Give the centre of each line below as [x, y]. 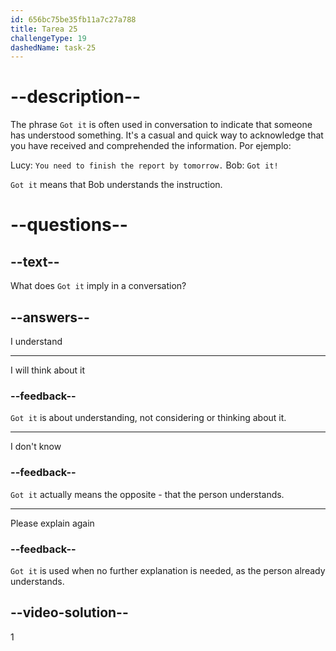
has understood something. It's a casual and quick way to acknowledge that [167, 135]
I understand [36, 341]
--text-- [35, 261]
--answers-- [50, 317]
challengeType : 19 [48, 38]
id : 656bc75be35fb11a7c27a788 [73, 19]
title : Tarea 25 [44, 29]
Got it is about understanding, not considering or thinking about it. [148, 418]
